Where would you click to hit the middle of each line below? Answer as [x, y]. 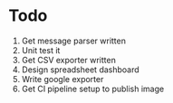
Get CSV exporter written [69, 60]
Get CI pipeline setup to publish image [93, 89]
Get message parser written [73, 41]
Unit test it [41, 50]
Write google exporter [62, 79]
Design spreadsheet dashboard [80, 70]
